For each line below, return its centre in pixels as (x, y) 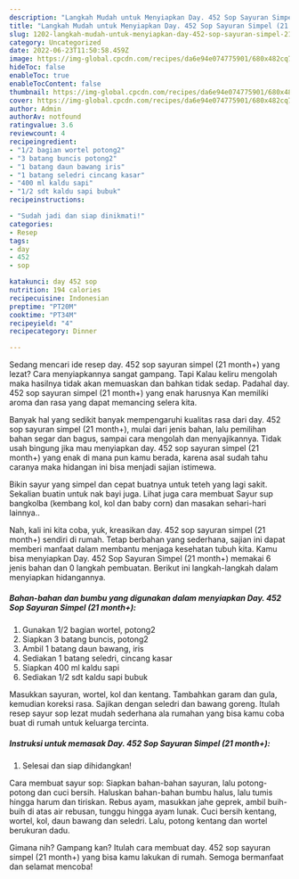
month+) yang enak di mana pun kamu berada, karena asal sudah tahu (139, 458)
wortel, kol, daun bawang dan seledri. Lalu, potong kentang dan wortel (138, 821)
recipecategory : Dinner (53, 332)
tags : (19, 241)
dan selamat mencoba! (51, 867)
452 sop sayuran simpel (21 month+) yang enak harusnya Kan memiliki (139, 393)
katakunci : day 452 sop (53, 282)
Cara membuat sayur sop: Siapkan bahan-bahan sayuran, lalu (122, 783)
